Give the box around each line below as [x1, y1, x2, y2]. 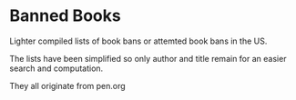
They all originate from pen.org [9, 80, 126, 91]
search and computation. [9, 63, 104, 74]
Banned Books [9, 5, 121, 26]
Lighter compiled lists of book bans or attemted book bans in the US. [9, 35, 268, 46]
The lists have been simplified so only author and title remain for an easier [9, 53, 287, 64]
